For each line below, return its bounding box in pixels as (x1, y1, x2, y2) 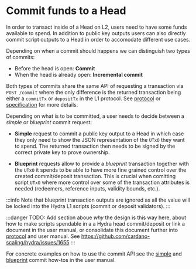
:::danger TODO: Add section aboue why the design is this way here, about (6, 214, 187, 221)
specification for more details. (6, 101, 78, 108)
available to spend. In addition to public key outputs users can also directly (6, 29, 186, 36)
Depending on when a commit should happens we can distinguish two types (6, 47, 190, 54)
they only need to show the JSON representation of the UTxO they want (14, 136, 185, 143)
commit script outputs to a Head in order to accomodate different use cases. (6, 36, 191, 43)
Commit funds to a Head (6, 4, 126, 18)
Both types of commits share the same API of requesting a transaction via (6, 82, 184, 89)
